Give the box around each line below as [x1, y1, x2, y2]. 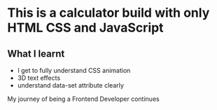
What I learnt [7, 48, 65, 60]
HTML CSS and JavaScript [7, 20, 164, 36]
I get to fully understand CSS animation [17, 67, 131, 74]
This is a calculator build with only [7, 5, 210, 21]
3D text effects [17, 74, 61, 82]
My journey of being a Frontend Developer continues [7, 95, 160, 103]
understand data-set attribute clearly [17, 81, 125, 89]
